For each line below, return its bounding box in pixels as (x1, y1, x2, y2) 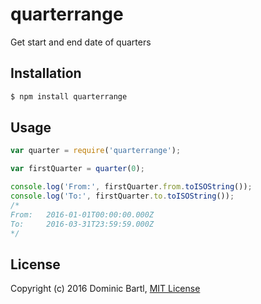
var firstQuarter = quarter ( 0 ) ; (10, 164, 145, 174)
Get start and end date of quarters (10, 36, 152, 48)
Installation (10, 65, 82, 82)
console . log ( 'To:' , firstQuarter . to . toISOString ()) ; (10, 191, 235, 202)
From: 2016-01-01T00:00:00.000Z (10, 209, 155, 220)
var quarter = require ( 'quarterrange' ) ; (10, 146, 182, 156)
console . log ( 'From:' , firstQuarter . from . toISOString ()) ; (10, 182, 253, 192)
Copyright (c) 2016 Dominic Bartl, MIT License (10, 283, 201, 295)
